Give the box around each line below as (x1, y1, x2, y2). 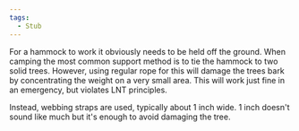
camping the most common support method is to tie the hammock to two (9, 56, 278, 66)
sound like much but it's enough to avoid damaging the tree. (9, 111, 231, 122)
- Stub (17, 22, 42, 31)
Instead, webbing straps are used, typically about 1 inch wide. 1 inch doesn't (9, 101, 290, 112)
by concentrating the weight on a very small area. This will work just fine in (9, 74, 285, 85)
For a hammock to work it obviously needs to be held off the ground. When (9, 46, 286, 57)
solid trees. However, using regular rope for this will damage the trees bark (9, 65, 285, 76)
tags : (9, 13, 30, 22)
